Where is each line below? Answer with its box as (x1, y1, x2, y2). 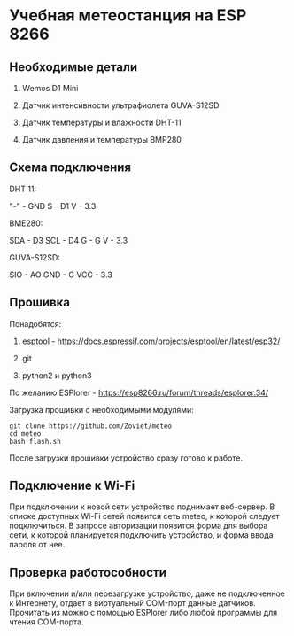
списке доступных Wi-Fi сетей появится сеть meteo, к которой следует (9, 511, 281, 522)
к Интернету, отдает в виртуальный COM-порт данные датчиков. (9, 598, 257, 609)
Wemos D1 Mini (21, 83, 79, 93)
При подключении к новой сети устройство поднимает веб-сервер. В (9, 501, 275, 512)
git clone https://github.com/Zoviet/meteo (9, 422, 173, 430)
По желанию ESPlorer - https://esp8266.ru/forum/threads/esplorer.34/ (9, 387, 268, 398)
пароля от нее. (9, 539, 66, 550)
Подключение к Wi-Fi (9, 478, 135, 493)
